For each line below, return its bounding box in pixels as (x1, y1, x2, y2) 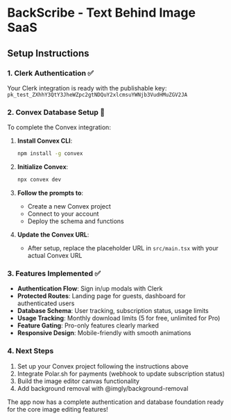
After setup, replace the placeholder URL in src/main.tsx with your (27, 243, 219, 252)
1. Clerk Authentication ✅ (7, 68, 94, 78)
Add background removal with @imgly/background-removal (17, 384, 189, 392)
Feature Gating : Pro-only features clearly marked (17, 321, 160, 330)
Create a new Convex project (27, 202, 111, 210)
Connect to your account (27, 209, 99, 218)
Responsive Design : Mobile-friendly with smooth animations (17, 329, 191, 337)
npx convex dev (17, 176, 62, 184)
